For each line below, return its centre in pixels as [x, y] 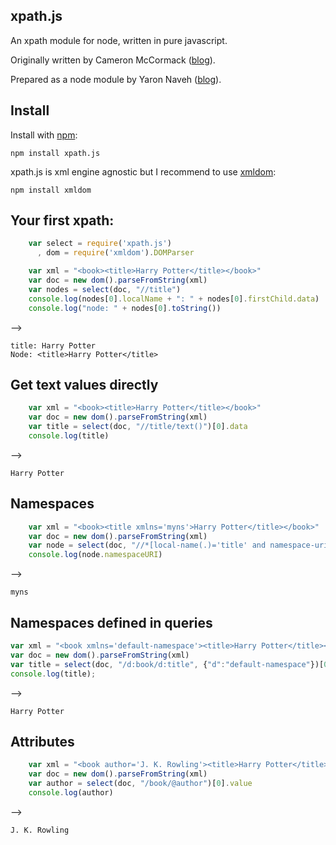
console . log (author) [71, 792]
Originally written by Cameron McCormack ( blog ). [113, 60]
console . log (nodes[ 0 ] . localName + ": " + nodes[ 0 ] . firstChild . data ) [174, 299]
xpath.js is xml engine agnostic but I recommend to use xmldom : [143, 171]
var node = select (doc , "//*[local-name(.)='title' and [147, 545]
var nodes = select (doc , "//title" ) [105, 289]
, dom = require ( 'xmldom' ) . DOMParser [115, 253]
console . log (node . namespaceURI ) [95, 555]
